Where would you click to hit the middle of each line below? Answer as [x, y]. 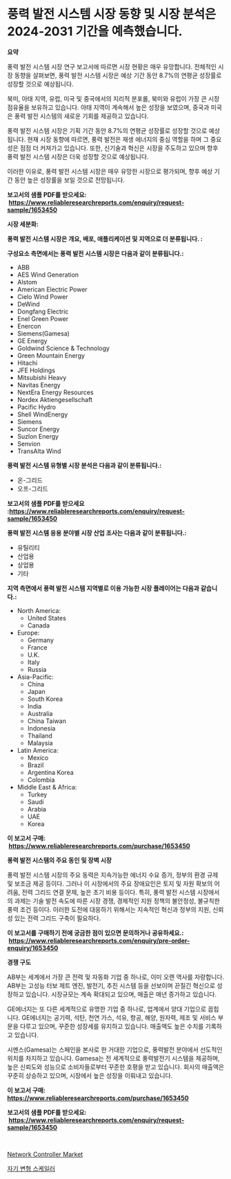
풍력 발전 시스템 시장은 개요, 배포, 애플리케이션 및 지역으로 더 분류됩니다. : [105, 239]
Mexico [38, 758]
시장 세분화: [23, 224]
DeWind [28, 304]
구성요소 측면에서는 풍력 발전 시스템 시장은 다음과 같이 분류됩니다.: [96, 253]
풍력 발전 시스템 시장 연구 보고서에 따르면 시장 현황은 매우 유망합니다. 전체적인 [112, 66]
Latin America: [38, 750]
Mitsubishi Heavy [42, 377]
